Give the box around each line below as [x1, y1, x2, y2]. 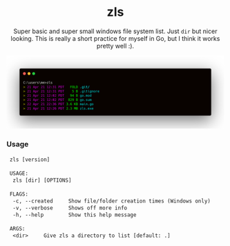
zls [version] [9, 156, 50, 163]
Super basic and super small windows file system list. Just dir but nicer [13, 27, 218, 35]
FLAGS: [9, 191, 29, 198]
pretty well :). [96, 41, 135, 50]
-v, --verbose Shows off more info [12, 205, 128, 211]
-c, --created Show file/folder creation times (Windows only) [12, 198, 211, 205]
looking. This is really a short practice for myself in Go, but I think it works [10, 34, 220, 42]
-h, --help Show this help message [12, 211, 137, 218]
